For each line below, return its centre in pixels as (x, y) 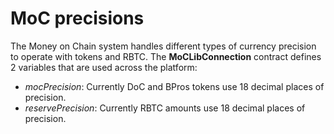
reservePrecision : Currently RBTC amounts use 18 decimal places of (165, 108)
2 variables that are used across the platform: (104, 67)
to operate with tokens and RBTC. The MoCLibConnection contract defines (166, 56)
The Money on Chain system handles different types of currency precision (163, 46)
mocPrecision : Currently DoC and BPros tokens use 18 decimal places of (174, 86)
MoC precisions (77, 18)
